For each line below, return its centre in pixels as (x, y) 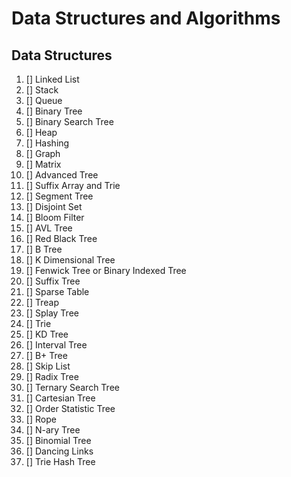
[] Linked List (52, 79)
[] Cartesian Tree (60, 398)
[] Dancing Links (59, 451)
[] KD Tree (47, 334)
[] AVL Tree (49, 228)
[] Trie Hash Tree (60, 461)
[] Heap (41, 132)
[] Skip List (48, 366)
